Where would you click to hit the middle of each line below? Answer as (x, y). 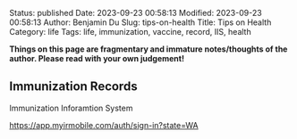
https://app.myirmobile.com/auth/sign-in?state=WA (104, 125)
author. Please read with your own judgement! (97, 58)
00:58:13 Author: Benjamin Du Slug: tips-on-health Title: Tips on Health (140, 22)
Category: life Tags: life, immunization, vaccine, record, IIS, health (131, 32)
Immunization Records (73, 87)
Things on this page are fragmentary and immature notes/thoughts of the (148, 49)
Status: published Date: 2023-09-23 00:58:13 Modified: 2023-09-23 (136, 13)
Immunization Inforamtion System (71, 108)
